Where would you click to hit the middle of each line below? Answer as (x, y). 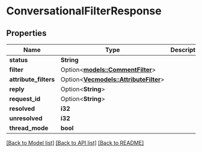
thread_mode (29, 128)
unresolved (26, 118)
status (19, 60)
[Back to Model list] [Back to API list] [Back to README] (75, 143)
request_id (25, 99)
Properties (26, 33)
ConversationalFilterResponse (84, 11)
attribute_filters (32, 79)
